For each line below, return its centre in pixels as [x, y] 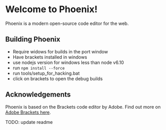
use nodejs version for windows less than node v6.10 [68, 62]
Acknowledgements [38, 95]
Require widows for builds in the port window [60, 51]
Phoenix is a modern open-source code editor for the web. [67, 23]
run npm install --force [39, 68]
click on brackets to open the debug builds [58, 78]
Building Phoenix [33, 39]
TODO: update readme [29, 122]
